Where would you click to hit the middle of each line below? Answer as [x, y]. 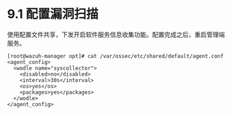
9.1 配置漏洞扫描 [53, 14]
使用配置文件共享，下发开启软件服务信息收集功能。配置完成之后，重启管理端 [116, 34]
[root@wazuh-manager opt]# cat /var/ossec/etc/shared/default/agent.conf [116, 56]
